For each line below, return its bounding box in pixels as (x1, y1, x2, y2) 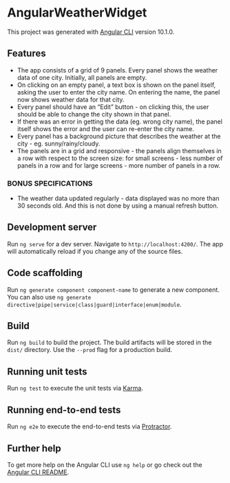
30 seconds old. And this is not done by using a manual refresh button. (17, 201, 219, 210)
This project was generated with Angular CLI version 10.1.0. (7, 28, 175, 36)
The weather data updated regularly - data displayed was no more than (17, 195, 220, 203)
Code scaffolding (7, 267, 83, 279)
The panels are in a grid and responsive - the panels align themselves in (17, 146, 222, 155)
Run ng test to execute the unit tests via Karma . (7, 384, 143, 393)
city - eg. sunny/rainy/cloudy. (17, 139, 101, 148)
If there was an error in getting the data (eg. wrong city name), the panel (17, 117, 222, 126)
